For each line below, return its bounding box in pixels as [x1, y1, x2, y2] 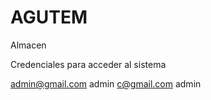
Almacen [10, 39, 47, 51]
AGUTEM [10, 6, 88, 29]
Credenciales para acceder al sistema [10, 58, 167, 70]
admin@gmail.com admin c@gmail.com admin [10, 77, 202, 90]
